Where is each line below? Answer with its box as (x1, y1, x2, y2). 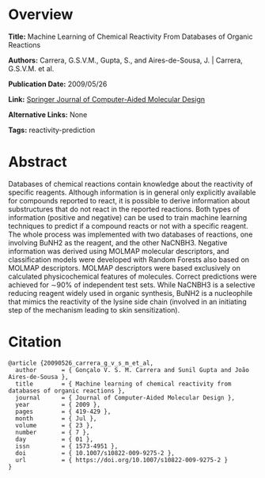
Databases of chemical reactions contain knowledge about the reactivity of (8, 179, 253, 188)
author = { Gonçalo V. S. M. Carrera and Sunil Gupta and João (15, 366, 249, 374)
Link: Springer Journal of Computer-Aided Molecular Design (8, 94, 206, 104)
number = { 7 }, (15, 428, 90, 436)
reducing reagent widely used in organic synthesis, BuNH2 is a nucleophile (8, 288, 253, 298)
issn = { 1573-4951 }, (15, 442, 119, 450)
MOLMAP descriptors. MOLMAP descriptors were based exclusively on (8, 263, 241, 272)
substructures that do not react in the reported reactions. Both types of (8, 204, 240, 214)
